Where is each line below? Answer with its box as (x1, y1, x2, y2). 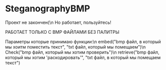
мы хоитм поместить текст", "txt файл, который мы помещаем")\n (5, 44, 146, 50)
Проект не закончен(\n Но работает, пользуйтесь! (5, 19, 112, 25)
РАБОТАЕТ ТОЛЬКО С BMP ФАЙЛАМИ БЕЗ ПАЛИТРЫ (5, 29, 120, 35)
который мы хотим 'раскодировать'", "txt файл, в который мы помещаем (5, 54, 161, 60)
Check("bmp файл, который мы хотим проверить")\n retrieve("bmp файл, (5, 49, 160, 55)
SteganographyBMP (5, 3, 90, 14)
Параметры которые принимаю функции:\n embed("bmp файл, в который (5, 38, 161, 45)
